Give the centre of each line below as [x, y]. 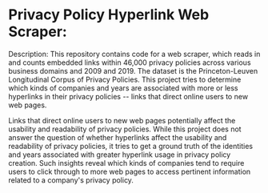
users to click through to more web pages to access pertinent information [130, 171]
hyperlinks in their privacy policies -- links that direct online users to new [128, 96]
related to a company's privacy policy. [71, 180]
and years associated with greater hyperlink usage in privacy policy [120, 155]
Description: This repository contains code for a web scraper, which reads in [134, 54]
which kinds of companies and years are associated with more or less [123, 88]
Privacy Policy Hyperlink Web [109, 15]
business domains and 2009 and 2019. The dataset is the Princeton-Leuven [133, 70]
